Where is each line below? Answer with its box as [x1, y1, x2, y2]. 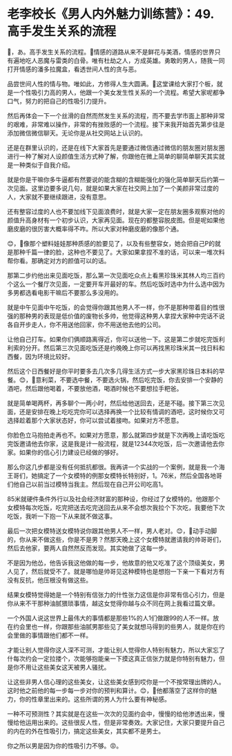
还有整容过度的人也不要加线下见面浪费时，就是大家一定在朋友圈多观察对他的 [7, 207, 225, 215]
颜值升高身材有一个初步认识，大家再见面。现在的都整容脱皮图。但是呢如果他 [7, 215, 225, 224]
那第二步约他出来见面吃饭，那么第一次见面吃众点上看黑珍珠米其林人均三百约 [7, 271, 225, 280]
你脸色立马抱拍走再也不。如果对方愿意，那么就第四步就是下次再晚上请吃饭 [7, 431, 219, 439]
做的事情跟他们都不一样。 [19, 631, 92, 639]
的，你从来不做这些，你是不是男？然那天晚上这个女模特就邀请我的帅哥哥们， [7, 535, 225, 543]
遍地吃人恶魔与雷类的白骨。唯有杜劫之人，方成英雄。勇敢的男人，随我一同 [12, 56, 225, 64]
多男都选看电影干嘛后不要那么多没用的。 [7, 288, 122, 297]
